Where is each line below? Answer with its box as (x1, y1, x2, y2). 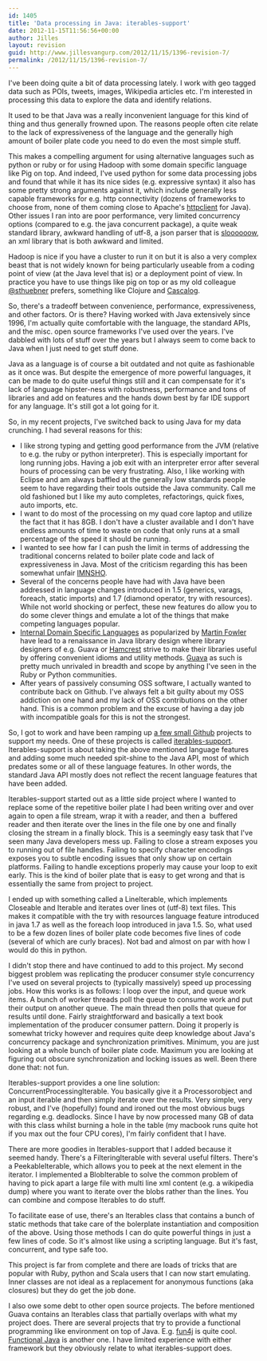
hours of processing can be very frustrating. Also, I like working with (19, 466, 245, 476)
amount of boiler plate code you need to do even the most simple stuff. (8, 136, 241, 145)
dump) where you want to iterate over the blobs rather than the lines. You (8, 1186, 249, 1196)
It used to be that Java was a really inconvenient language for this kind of (8, 110, 249, 120)
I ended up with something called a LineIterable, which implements (8, 894, 228, 904)
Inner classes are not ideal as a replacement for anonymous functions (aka (8, 1276, 253, 1286)
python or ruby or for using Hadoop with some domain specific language (8, 160, 247, 169)
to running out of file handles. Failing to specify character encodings (8, 845, 233, 854)
